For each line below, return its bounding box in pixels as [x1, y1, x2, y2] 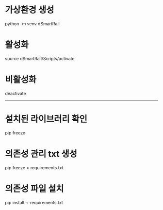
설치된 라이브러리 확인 [5, 113, 87, 124]
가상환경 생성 [5, 4, 54, 16]
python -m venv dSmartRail [5, 20, 60, 27]
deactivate [5, 90, 26, 96]
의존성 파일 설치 [5, 183, 64, 194]
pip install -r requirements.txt [5, 199, 63, 205]
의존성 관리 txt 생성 [5, 148, 78, 159]
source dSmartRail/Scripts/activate [5, 55, 75, 61]
